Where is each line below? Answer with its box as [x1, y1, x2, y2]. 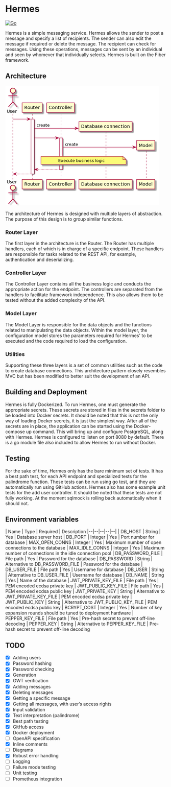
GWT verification [12, 678, 48, 684]
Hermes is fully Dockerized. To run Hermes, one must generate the [5, 401, 146, 408]
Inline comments [12, 741, 48, 747]
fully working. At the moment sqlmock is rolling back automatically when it [5, 495, 162, 501]
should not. [5, 500, 29, 506]
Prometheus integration [12, 776, 62, 782]
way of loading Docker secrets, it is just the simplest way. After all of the [5, 417, 157, 424]
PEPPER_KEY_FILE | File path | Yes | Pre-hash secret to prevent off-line [5, 615, 155, 622]
